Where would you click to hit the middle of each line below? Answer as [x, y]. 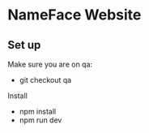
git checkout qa [45, 80]
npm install [38, 112]
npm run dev [40, 120]
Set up [24, 45]
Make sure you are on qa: [50, 64]
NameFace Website [74, 15]
